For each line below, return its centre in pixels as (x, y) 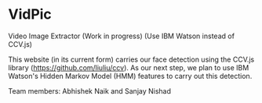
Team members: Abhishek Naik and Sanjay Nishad (89, 91)
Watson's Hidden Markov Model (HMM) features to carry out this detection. (130, 76)
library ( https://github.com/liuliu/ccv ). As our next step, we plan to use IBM (129, 67)
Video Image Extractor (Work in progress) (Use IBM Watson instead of (122, 36)
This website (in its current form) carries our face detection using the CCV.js (131, 59)
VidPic (30, 14)
